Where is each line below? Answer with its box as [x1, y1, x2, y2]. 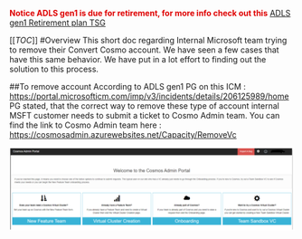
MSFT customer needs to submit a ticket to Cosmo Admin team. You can [9, 110, 280, 120]
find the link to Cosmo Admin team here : [9, 119, 162, 130]
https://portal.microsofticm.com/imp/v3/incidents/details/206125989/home [9, 91, 289, 101]
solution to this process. [9, 63, 99, 74]
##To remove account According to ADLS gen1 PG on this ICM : [9, 81, 247, 91]
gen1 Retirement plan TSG [9, 17, 106, 28]
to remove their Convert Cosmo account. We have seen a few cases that [9, 44, 279, 55]
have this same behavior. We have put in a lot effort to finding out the [9, 54, 267, 64]
